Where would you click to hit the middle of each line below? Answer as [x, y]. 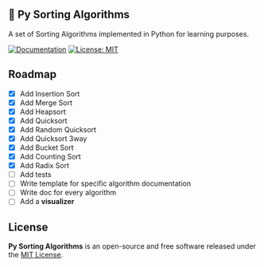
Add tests [35, 175]
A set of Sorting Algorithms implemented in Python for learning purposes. [128, 33]
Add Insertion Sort [50, 93]
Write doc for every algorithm [68, 193]
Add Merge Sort [46, 102]
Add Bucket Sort [47, 147]
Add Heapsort [43, 112]
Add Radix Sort [45, 166]
